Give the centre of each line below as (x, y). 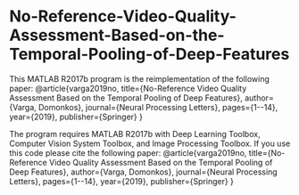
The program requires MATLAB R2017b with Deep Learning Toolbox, (135, 134)
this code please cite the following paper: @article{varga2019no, (128, 152)
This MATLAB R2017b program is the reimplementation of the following (139, 78)
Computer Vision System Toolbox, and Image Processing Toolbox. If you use (150, 143)
